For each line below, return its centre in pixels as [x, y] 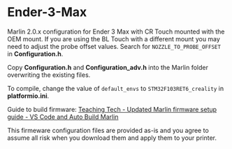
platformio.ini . [28, 96]
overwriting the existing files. [49, 75]
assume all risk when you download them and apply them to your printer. [112, 138]
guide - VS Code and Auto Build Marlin [63, 117]
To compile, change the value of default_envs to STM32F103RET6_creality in [116, 88]
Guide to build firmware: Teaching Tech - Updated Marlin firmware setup [112, 109]
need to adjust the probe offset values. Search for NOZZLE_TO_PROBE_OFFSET [114, 46]
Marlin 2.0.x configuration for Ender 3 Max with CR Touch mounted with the [116, 31]
